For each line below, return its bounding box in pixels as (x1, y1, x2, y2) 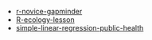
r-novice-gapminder (15, 7, 83, 16)
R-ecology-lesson (15, 15, 75, 24)
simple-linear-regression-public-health (15, 24, 144, 32)
